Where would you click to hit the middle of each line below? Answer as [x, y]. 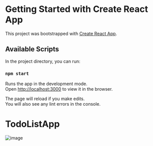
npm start [17, 73]
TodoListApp [32, 124]
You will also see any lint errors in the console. [53, 104]
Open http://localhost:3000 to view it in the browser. [59, 89]
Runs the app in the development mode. [46, 84]
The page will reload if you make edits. [45, 99]
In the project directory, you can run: [43, 61]
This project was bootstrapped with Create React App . [61, 33]
